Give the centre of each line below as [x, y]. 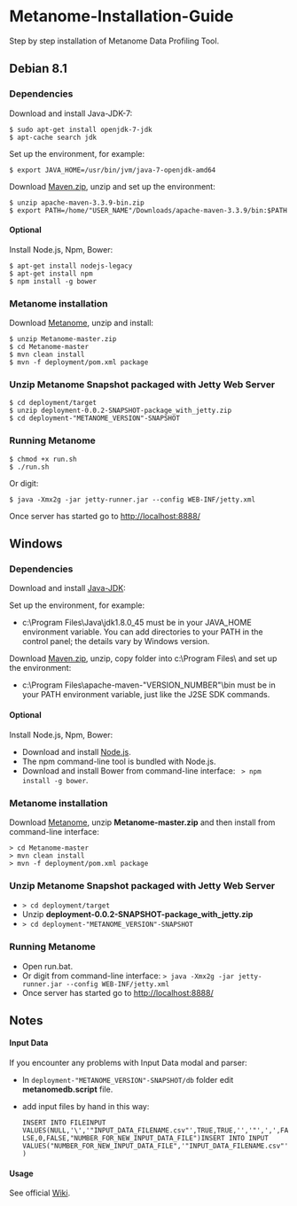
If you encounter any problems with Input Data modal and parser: [128, 1063]
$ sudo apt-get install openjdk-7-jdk [81, 129]
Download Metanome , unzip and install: [81, 323]
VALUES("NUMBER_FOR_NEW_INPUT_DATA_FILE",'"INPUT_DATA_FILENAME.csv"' [155, 1146]
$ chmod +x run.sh [43, 459]
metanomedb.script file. [67, 1089]
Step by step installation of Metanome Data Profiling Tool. [114, 41]
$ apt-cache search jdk [53, 137]
